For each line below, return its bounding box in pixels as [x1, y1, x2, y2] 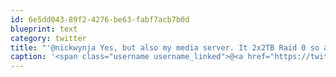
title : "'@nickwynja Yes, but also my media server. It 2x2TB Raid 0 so [10, 42, 320, 53]
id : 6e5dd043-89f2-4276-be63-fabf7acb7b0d [10, 14, 190, 25]
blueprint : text [10, 24, 78, 34]
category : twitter [10, 33, 87, 43]
